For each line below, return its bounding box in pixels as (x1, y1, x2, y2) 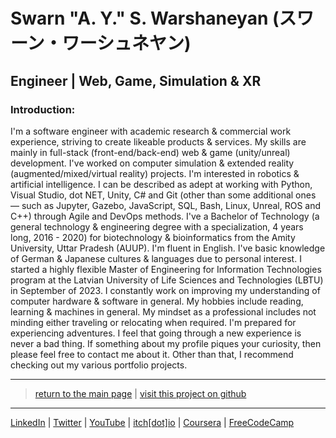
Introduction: (10, 102, 76, 116)
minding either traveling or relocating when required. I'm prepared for (10, 316, 297, 328)
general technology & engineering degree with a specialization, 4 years (10, 220, 304, 233)
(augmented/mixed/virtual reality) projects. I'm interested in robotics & (10, 167, 300, 179)
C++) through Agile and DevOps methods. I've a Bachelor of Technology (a (10, 210, 320, 222)
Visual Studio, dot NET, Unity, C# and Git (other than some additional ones (10, 189, 317, 201)
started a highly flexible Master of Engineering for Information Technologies (10, 263, 322, 275)
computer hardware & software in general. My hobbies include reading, (10, 295, 304, 307)
